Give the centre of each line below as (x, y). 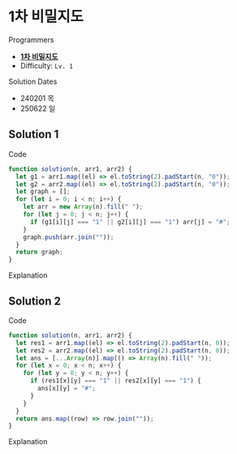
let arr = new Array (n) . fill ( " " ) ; (83, 207)
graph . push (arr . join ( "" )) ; (69, 237)
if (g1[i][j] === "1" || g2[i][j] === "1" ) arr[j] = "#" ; (130, 222)
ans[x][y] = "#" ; (67, 389)
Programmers (31, 39)
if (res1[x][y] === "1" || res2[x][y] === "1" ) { (115, 381)
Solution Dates (33, 81)
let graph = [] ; (43, 192)
